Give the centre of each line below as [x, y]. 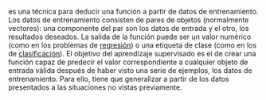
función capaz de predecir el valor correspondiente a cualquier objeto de [128, 62]
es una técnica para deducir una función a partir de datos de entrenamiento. [133, 12]
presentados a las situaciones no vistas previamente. [95, 87]
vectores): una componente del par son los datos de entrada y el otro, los [129, 28]
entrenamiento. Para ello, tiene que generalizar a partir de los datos [119, 79]
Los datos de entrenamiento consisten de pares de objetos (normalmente [129, 20]
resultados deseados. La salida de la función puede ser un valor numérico [130, 37]
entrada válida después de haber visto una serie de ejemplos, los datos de [130, 70]
